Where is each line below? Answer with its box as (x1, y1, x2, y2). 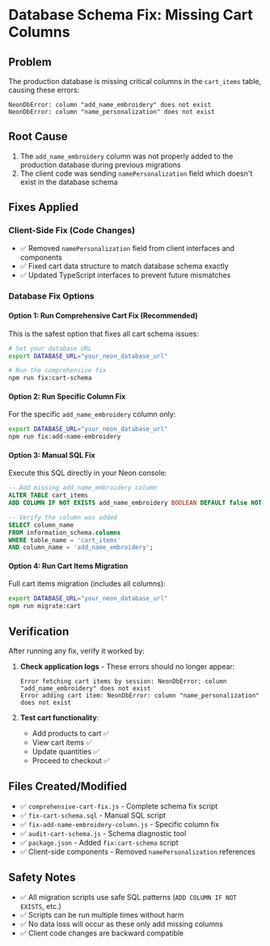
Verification (8, 625, 70, 638)
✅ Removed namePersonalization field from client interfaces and (19, 243, 235, 252)
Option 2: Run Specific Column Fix (8, 391, 126, 401)
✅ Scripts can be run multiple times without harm (19, 910, 184, 919)
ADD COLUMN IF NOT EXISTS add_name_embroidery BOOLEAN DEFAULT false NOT (8, 499, 263, 507)
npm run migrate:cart (8, 602, 82, 610)
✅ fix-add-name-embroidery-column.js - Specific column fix (19, 819, 220, 829)
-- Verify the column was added (8, 513, 117, 521)
